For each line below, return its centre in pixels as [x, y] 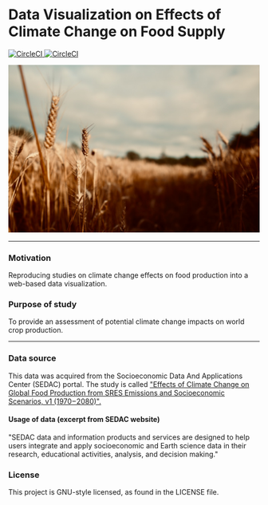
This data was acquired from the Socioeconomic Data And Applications [126, 376]
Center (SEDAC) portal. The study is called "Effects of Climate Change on [129, 384]
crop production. [36, 330]
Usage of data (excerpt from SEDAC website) [84, 420]
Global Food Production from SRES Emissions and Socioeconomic [116, 393]
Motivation [30, 258]
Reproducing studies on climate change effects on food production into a [128, 275]
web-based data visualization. [58, 283]
